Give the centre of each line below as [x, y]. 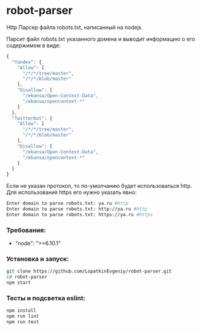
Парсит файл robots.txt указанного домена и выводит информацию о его [101, 39]
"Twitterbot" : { [32, 118]
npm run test [23, 322]
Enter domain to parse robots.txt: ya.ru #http [68, 204]
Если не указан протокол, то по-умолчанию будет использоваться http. [99, 186]
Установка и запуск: [38, 259]
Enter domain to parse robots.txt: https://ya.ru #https [80, 214]
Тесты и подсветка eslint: [46, 298]
